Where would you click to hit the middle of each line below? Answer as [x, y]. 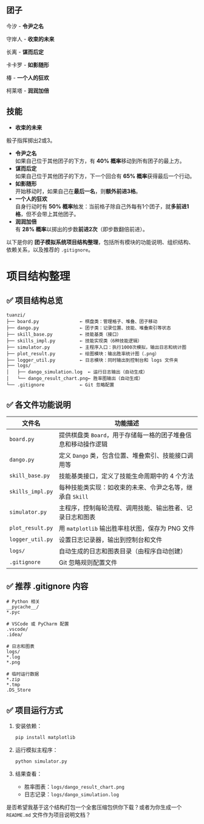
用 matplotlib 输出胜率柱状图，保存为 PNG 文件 [127, 528]
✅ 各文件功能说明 [39, 405]
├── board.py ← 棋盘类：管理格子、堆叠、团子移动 [82, 321]
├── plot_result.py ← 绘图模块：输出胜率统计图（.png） [83, 353]
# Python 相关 [23, 602]
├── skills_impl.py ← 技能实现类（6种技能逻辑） [74, 341]
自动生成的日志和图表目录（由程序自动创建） [123, 551]
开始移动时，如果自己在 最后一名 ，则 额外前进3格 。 [78, 191]
